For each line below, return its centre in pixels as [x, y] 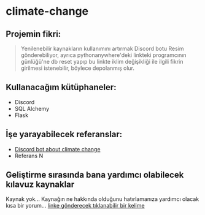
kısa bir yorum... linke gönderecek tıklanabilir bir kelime [75, 206]
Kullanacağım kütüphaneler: [61, 87]
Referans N [29, 156]
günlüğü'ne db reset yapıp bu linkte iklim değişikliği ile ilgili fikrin [102, 62]
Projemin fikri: [33, 34]
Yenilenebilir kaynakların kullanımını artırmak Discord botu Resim [102, 48]
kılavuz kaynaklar [40, 185]
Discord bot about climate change [57, 149]
